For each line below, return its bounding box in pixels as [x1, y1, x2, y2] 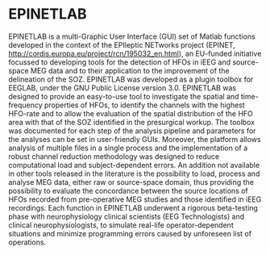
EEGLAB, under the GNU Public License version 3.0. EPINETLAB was [8, 82, 236, 93]
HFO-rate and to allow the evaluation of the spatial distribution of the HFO [8, 108, 254, 118]
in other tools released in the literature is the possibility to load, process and [8, 169, 260, 178]
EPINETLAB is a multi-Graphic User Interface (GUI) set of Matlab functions [8, 31, 255, 41]
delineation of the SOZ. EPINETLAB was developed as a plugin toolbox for [8, 74, 254, 84]
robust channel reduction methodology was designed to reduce [8, 151, 220, 161]
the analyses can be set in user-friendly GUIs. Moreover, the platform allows [8, 134, 261, 144]
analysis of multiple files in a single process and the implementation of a [8, 143, 248, 153]
